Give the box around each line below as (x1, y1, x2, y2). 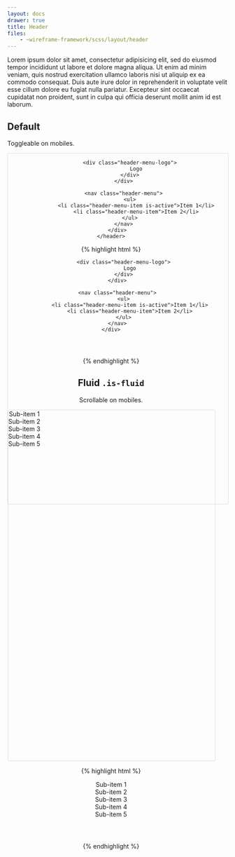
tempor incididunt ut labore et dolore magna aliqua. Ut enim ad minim (7, 63, 207, 71)
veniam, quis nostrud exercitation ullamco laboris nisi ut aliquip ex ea (7, 71, 206, 79)
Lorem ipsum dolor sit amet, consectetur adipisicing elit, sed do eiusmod (7, 55, 217, 64)
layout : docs (7, 10, 45, 18)
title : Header (7, 23, 49, 30)
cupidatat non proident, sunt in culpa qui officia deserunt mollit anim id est (7, 92, 222, 102)
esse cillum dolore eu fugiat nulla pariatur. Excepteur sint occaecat (7, 85, 199, 94)
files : (7, 29, 27, 37)
